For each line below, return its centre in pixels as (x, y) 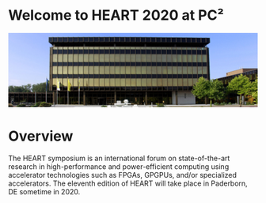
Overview (41, 136)
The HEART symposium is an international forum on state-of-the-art (119, 158)
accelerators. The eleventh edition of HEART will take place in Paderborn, (128, 183)
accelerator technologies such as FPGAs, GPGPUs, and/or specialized (123, 175)
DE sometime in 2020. (44, 191)
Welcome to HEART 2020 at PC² (116, 15)
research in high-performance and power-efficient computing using (119, 166)
